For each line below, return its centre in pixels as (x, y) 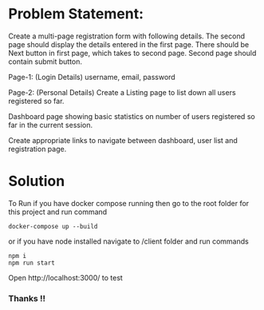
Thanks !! (27, 298)
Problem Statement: (76, 14)
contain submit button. (45, 62)
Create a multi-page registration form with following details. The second (127, 36)
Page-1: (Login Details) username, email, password (92, 77)
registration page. (37, 149)
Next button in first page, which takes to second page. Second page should (132, 53)
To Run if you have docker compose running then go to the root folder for (129, 203)
